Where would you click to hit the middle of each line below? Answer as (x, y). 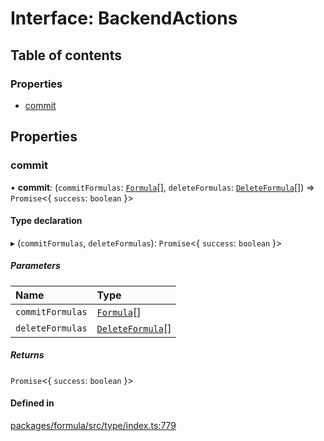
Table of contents (66, 55)
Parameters (35, 266)
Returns (27, 355)
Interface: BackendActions (124, 18)
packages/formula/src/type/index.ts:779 (93, 425)
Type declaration (46, 221)
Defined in (32, 403)
